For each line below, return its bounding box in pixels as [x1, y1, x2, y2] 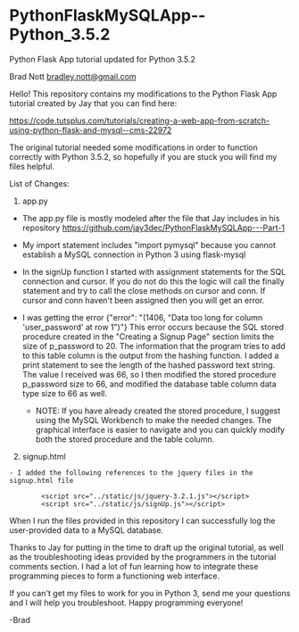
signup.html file [9, 476, 74, 485]
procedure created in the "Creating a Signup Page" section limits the [21, 331, 275, 342]
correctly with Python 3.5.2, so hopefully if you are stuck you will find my [9, 151, 278, 162]
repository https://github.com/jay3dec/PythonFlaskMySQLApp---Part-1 [21, 222, 286, 233]
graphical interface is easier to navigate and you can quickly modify [35, 424, 286, 435]
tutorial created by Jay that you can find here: [9, 97, 178, 108]
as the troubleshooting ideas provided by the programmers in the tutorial [9, 551, 277, 562]
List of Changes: [9, 178, 70, 188]
